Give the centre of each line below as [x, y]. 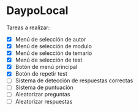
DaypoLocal [37, 11]
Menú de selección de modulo [53, 46]
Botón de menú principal [46, 67]
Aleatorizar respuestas [44, 101]
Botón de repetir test [41, 74]
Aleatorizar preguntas [43, 95]
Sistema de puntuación [44, 88]
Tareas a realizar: [28, 27]
